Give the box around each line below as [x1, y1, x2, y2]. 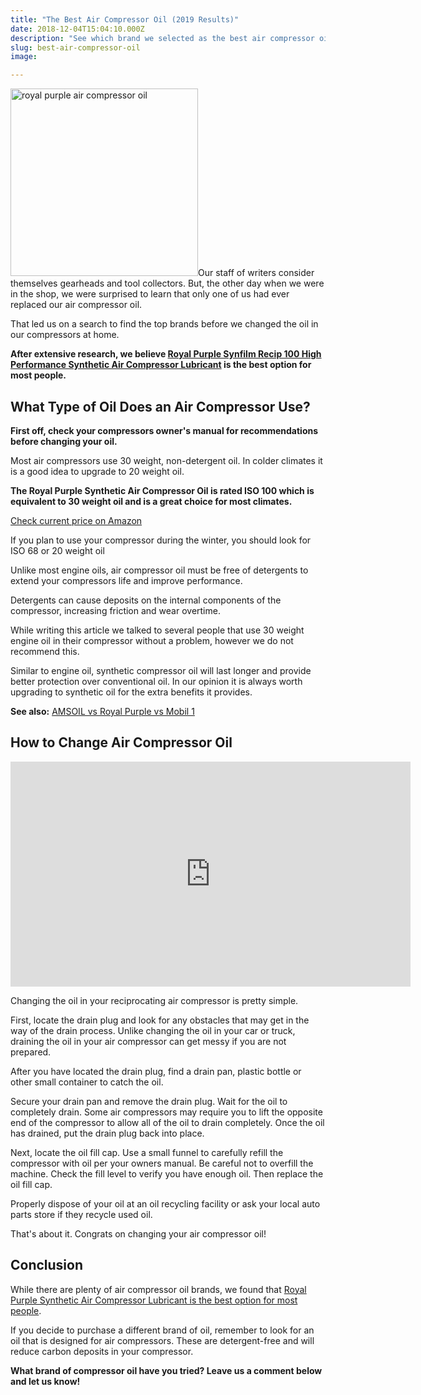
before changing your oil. [10, 435, 118, 447]
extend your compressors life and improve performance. [10, 574, 243, 586]
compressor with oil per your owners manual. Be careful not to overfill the [10, 1157, 314, 1169]
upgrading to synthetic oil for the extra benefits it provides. [10, 686, 253, 698]
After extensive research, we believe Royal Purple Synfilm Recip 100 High [10, 348, 322, 360]
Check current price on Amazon [10, 514, 143, 526]
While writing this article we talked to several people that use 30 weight [10, 624, 305, 636]
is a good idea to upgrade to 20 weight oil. [10, 465, 185, 477]
